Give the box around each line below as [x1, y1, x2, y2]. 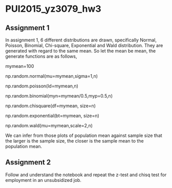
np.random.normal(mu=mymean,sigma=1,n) [5, 73, 98, 79]
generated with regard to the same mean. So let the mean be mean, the [5, 48, 156, 54]
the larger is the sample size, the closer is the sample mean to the [5, 138, 144, 144]
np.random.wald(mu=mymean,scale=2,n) [5, 123, 93, 128]
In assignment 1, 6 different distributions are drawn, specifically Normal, [5, 37, 157, 43]
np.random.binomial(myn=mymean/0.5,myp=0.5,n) [5, 93, 113, 99]
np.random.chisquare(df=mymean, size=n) [5, 103, 96, 109]
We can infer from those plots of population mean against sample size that [5, 132, 162, 138]
